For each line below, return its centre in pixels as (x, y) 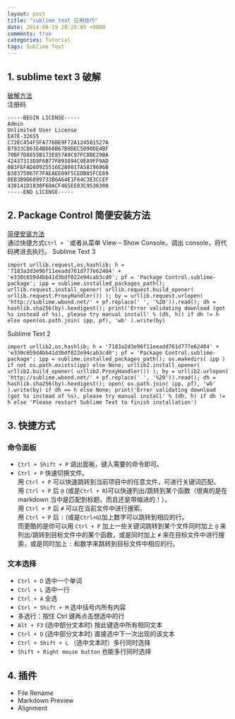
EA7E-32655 (23, 136)
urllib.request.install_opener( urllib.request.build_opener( (101, 290)
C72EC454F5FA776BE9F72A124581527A (58, 142)
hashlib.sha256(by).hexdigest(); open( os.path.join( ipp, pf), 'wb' (112, 384)
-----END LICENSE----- (41, 192)
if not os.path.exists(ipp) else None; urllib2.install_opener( (104, 365)
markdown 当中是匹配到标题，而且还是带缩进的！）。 (94, 500)
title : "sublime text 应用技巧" (53, 21)
